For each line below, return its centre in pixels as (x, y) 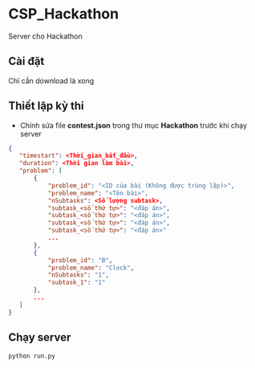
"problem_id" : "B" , (80, 260)
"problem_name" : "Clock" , (91, 268)
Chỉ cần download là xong (51, 80)
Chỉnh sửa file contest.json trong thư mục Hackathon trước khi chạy (133, 125)
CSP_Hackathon (63, 14)
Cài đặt (26, 61)
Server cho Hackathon (45, 36)
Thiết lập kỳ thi (46, 106)
